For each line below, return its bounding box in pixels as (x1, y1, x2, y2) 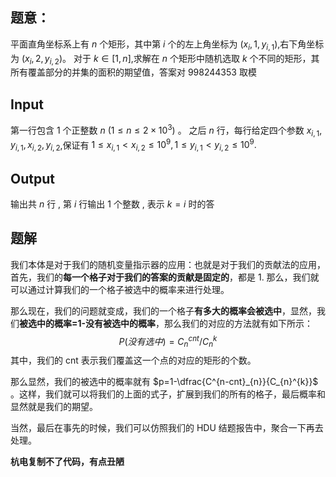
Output (10, 170, 55, 187)
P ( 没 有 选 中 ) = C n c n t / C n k (118, 333, 218, 350)
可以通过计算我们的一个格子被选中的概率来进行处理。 (10, 283, 230, 295)
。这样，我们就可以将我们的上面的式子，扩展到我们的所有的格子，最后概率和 (10, 388, 326, 400)
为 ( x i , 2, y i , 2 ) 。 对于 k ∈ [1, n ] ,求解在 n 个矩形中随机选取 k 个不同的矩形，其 (10, 52, 320, 67)
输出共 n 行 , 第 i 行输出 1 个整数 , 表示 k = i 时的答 (10, 198, 215, 210)
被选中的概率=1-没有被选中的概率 (19, 317, 157, 329)
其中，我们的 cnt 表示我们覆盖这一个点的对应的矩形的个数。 (10, 354, 257, 367)
